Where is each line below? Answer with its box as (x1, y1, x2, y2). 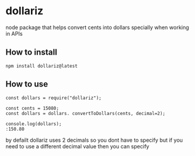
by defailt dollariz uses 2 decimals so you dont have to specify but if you (5, 136, 183, 144)
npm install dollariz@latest (5, 63, 78, 69)
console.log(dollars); (5, 120, 62, 127)
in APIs (5, 30, 23, 37)
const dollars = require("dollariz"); (5, 95, 102, 101)
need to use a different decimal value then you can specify (5, 142, 150, 149)
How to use (5, 79, 48, 90)
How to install (5, 47, 58, 58)
